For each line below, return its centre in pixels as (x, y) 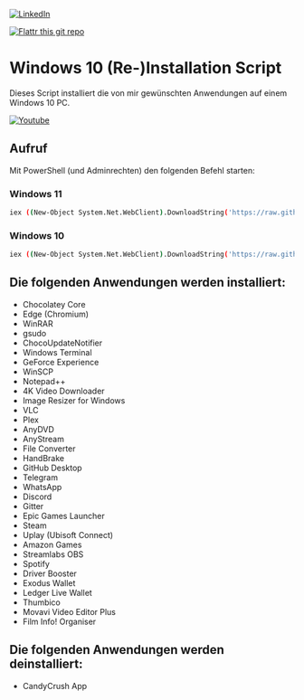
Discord (37, 497)
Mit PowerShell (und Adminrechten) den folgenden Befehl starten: (132, 170)
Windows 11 (36, 194)
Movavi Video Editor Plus (69, 611)
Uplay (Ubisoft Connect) (68, 534)
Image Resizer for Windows (74, 400)
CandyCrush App (55, 686)
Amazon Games (52, 544)
